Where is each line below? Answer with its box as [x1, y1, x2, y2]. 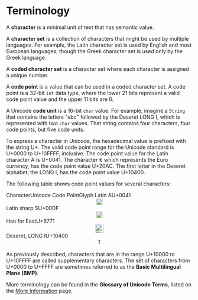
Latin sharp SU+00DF [6, 204, 59, 211]
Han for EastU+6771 [6, 217, 55, 224]
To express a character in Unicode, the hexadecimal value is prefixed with [6, 137, 186, 144]
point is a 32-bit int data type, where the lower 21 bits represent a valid [6, 89, 180, 96]
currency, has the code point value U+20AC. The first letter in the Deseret [6, 162, 186, 169]
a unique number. [6, 71, 49, 79]
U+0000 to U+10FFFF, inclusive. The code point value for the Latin [6, 149, 168, 157]
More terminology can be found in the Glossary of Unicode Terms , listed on [6, 281, 192, 288]
